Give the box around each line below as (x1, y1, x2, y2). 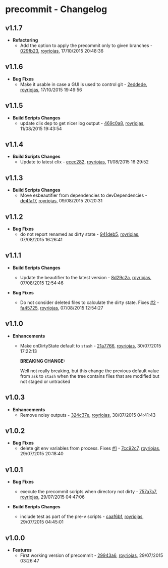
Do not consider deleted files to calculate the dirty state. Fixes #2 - (20, 299, 159, 305)
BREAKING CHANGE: (20, 358, 66, 364)
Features (12, 547, 32, 553)
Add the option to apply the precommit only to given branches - (20, 42, 153, 49)
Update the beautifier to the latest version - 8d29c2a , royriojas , (20, 274, 152, 280)
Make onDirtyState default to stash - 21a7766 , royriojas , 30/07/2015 (20, 342, 161, 348)
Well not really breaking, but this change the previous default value (20, 368, 159, 374)
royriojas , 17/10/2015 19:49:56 (20, 86, 82, 93)
